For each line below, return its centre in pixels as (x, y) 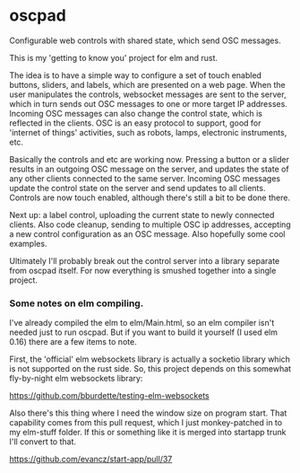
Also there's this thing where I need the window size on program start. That (148, 413)
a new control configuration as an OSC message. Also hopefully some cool (147, 233)
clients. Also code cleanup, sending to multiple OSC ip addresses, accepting (150, 224)
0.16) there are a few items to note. (73, 342)
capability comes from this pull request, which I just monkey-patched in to (146, 423)
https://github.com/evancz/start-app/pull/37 (91, 460)
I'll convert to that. (43, 442)
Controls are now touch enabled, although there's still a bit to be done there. (150, 197)
